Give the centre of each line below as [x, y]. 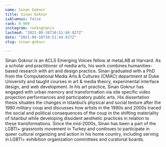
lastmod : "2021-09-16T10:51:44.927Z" [44, 33]
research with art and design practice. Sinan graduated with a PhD [87, 71]
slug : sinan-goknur [25, 42]
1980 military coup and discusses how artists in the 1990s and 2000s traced [83, 107]
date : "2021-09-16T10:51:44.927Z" [41, 38]
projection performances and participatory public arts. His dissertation [77, 97]
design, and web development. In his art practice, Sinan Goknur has [75, 87]
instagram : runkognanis [30, 28]
